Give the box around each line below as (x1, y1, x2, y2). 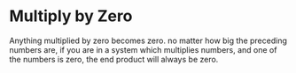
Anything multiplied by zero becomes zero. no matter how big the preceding (9, 35, 288, 46)
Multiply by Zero (9, 6, 133, 26)
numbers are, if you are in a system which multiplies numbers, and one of (9, 44, 277, 55)
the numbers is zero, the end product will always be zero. (9, 54, 219, 64)
